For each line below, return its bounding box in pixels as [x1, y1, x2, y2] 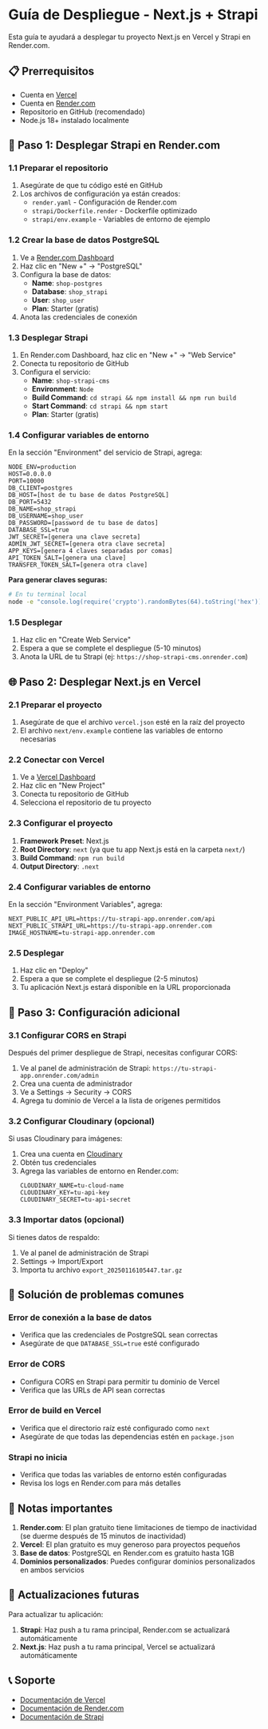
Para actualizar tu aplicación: [8, 1609, 104, 1619]
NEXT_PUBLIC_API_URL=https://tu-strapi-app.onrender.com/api [8, 915, 216, 923]
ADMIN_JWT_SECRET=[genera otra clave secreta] [8, 540, 166, 548]
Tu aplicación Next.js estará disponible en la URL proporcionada [19, 983, 231, 992]
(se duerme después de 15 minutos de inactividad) [19, 1531, 187, 1540]
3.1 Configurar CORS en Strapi [8, 1029, 127, 1040]
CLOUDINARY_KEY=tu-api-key [19, 1189, 110, 1197]
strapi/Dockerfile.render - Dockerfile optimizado [31, 206, 198, 216]
